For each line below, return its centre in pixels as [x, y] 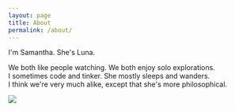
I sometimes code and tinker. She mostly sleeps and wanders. [109, 76]
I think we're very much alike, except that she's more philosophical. [118, 84]
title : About [30, 23]
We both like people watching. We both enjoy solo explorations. [112, 68]
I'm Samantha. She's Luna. [52, 53]
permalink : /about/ [40, 30]
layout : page [30, 15]
